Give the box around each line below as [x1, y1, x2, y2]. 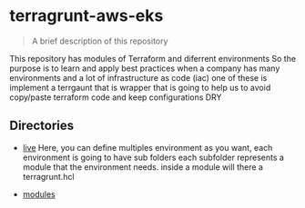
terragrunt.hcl [22, 171, 75, 182]
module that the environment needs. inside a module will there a [22, 161, 264, 173]
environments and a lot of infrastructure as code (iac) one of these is [9, 72, 268, 83]
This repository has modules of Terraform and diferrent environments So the [9, 53, 297, 64]
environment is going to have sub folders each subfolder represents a [22, 152, 285, 163]
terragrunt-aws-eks [9, 5, 164, 26]
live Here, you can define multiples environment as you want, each [22, 142, 273, 153]
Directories [9, 118, 75, 134]
